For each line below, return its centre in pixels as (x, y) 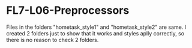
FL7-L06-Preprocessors (68, 10)
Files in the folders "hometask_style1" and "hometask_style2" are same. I (96, 27)
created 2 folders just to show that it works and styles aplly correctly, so (95, 33)
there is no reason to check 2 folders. (52, 40)
